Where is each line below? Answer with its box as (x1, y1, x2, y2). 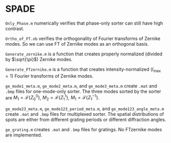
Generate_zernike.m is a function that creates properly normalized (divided (5, 51, 163, 57)
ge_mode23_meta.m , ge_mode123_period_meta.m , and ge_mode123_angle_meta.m (5, 106, 164, 112)
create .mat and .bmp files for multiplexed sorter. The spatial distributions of (5, 111, 164, 117)
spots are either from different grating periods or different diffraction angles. (5, 116, 166, 123)
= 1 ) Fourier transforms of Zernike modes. (5, 73, 94, 79)
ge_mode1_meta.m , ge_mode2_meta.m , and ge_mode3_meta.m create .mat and (5, 83, 157, 89)
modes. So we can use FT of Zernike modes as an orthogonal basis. (5, 40, 149, 47)
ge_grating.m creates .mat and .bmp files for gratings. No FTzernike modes (5, 127, 162, 133)
